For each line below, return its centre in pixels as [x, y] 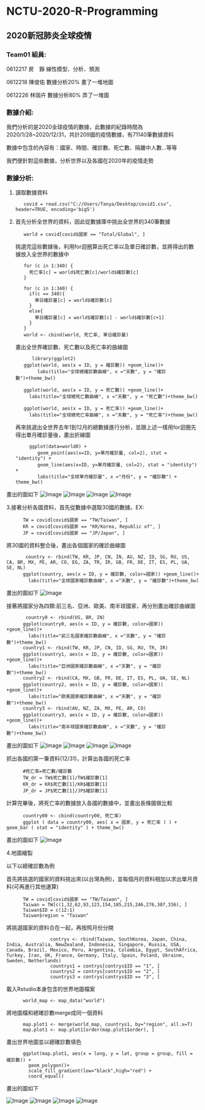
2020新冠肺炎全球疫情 [49, 35]
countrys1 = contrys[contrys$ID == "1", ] [105, 966]
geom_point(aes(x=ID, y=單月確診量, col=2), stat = [102, 453]
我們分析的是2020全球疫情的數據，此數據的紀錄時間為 [75, 127]
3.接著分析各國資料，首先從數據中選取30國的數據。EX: [75, 507]
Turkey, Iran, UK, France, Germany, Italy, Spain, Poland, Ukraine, [95, 955]
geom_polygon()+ [49, 1066]
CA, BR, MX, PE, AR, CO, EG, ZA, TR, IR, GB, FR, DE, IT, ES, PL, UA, [98, 563]
